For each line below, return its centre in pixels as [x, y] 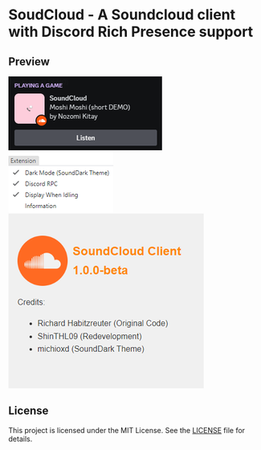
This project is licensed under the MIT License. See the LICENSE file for [127, 430]
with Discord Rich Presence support [131, 32]
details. [20, 439]
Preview [29, 61]
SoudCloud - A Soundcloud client [122, 15]
